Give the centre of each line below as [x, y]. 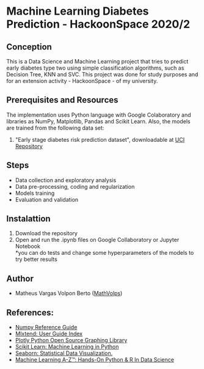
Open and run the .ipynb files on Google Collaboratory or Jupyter [97, 240]
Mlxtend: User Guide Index [49, 334]
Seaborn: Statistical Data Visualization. [64, 353]
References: [30, 312]
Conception [29, 47]
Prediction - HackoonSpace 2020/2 [98, 24]
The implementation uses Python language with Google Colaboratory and [99, 115]
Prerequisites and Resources [62, 100]
